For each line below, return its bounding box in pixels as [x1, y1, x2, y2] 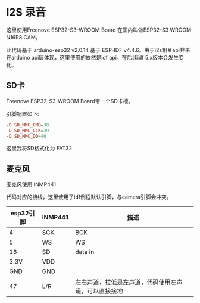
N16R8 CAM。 [6, 33, 41, 41]
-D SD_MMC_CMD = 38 [6, 122, 49, 128]
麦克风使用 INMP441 [6, 181, 57, 188]
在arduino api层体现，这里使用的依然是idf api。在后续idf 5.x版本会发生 [6, 54, 179, 61]
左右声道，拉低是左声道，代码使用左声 [75, 278, 183, 286]
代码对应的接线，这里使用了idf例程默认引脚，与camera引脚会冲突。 [6, 193, 172, 200]
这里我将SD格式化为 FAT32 [6, 144, 73, 152]
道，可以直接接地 [75, 287, 123, 295]
